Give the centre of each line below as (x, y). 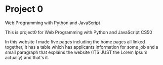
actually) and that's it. (27, 57)
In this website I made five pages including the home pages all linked (75, 42)
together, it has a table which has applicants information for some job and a (82, 47)
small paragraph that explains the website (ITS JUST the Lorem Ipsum (76, 52)
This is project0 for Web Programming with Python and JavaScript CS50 (79, 32)
